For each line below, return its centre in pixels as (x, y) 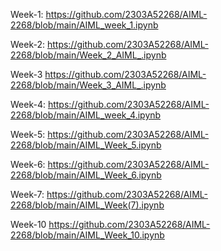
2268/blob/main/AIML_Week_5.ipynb (86, 145)
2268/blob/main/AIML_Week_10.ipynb (87, 235)
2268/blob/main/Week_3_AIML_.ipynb (88, 85)
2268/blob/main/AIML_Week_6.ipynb (86, 175)
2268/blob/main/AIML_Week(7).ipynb (87, 205)
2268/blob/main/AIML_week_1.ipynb (84, 25)
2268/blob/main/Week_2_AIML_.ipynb (88, 55)
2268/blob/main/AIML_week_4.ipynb (86, 115)
